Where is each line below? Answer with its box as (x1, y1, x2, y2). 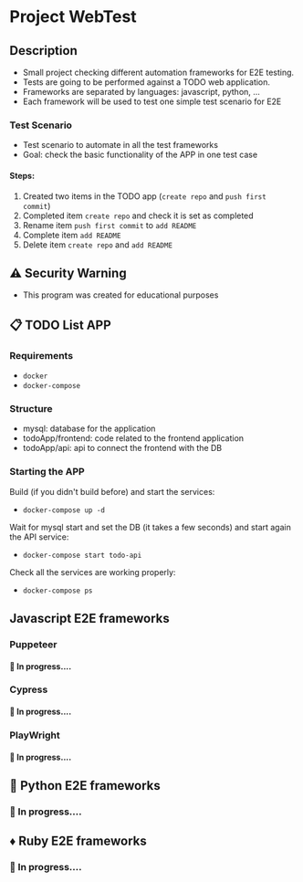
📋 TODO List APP (9, 317, 111, 332)
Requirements (9, 349, 74, 362)
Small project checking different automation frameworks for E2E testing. (22, 67, 295, 78)
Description (9, 43, 78, 58)
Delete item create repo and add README (22, 239, 173, 250)
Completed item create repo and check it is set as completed (22, 210, 254, 221)
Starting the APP (9, 466, 85, 478)
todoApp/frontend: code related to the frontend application (22, 433, 245, 444)
